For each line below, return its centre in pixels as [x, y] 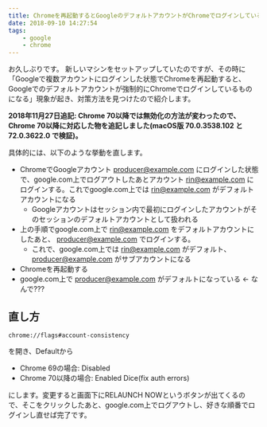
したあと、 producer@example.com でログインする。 [107, 239]
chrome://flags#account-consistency [69, 335]
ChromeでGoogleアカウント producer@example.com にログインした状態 [139, 170]
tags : [17, 30]
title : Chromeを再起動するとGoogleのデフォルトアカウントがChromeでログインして [130, 16]
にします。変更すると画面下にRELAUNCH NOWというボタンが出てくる [124, 394]
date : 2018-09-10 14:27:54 [53, 23]
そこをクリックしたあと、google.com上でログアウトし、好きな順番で [135, 405]
